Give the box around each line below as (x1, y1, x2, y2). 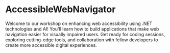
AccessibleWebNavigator (5, 4, 116, 15)
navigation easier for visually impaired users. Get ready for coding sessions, (5, 31, 165, 37)
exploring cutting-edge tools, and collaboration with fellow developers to (5, 37, 158, 43)
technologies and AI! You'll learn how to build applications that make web (5, 25, 159, 32)
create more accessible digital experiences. (5, 42, 97, 48)
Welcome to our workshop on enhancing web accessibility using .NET (5, 20, 153, 26)
